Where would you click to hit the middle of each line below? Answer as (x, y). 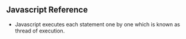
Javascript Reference (47, 10)
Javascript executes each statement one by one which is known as (97, 24)
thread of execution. (40, 31)
